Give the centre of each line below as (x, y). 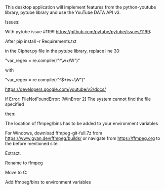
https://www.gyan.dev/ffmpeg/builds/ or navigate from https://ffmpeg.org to (83, 138)
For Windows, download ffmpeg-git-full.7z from (54, 133)
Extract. (13, 153)
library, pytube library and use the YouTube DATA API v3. (63, 12)
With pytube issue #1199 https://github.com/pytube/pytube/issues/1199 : (78, 32)
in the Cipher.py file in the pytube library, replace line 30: (63, 51)
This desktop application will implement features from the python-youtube (81, 7)
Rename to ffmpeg (24, 163)
